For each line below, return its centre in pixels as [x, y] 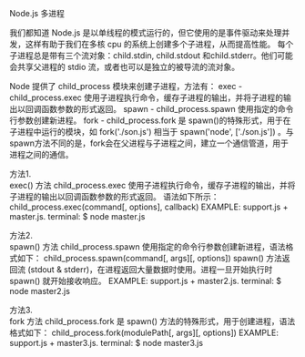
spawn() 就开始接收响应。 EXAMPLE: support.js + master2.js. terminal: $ [146, 281]
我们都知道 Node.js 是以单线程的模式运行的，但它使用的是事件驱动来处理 [146, 33]
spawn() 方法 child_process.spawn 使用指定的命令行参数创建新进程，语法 [147, 247]
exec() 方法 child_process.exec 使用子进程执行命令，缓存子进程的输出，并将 [152, 185]
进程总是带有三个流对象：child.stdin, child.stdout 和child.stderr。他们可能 [155, 56]
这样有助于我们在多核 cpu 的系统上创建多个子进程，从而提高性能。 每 [155, 44]
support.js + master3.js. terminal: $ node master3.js [106, 343]
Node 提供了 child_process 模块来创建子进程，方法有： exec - [126, 86]
